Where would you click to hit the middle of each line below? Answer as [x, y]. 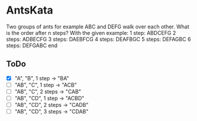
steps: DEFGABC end [32, 45]
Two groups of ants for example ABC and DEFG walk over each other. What [98, 27]
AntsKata [30, 10]
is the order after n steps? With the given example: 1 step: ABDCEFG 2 [91, 32]
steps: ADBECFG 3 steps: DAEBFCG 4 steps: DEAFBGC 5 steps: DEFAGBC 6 [98, 39]
